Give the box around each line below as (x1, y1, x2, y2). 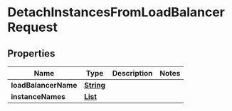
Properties (7, 47, 56, 59)
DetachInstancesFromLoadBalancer (7, 4, 226, 21)
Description (112, 69, 153, 78)
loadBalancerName (11, 81, 78, 90)
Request (7, 19, 58, 35)
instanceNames (11, 92, 65, 101)
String (84, 81, 105, 90)
